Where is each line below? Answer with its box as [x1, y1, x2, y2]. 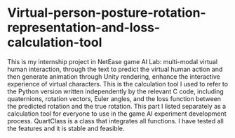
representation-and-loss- [7, 20, 161, 36]
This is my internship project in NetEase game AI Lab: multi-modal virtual [7, 57, 218, 66]
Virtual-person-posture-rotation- [7, 5, 206, 21]
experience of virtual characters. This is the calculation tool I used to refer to [7, 79, 229, 88]
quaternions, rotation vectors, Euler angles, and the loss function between [7, 94, 222, 102]
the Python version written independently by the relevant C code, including [7, 87, 224, 95]
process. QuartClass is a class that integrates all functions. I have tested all [7, 116, 224, 125]
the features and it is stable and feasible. [7, 124, 125, 132]
